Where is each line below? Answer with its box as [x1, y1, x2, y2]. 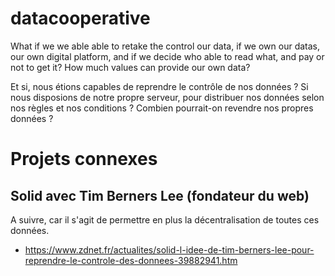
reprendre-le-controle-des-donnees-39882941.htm [24, 254, 238, 266]
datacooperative [10, 7, 151, 30]
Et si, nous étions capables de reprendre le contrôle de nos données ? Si [10, 80, 309, 92]
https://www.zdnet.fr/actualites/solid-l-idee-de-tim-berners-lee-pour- [24, 243, 315, 256]
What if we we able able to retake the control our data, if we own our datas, [10, 40, 320, 52]
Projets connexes [10, 148, 158, 171]
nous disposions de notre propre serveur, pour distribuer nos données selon [10, 91, 325, 103]
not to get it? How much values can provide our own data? [10, 61, 251, 73]
